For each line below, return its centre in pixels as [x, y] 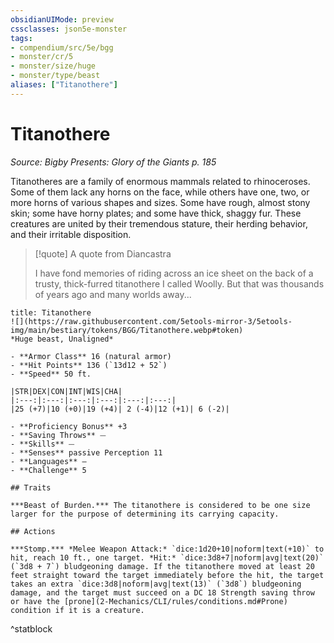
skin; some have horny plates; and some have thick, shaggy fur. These [156, 213]
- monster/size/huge [53, 66]
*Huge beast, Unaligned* [62, 339]
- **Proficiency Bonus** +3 [69, 426]
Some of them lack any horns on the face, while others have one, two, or [160, 192]
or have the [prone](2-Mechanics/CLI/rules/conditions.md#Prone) [149, 601]
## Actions [33, 531]
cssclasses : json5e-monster [69, 29]
